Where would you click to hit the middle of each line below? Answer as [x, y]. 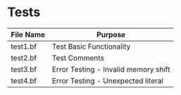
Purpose [111, 34]
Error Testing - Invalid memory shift [111, 69]
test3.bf [24, 69]
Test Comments [78, 58]
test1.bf [24, 46]
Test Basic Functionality [91, 46]
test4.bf [24, 80]
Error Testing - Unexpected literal [108, 80]
